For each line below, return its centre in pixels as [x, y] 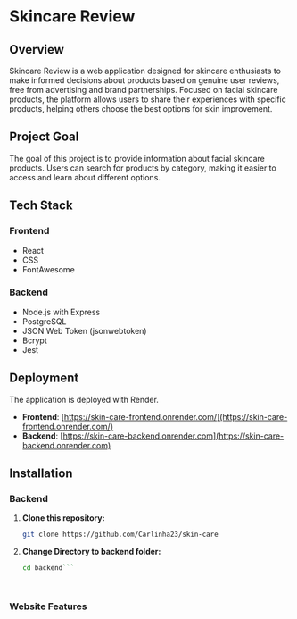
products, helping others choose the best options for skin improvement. [141, 109]
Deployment [44, 378]
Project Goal [44, 137]
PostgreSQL [44, 321]
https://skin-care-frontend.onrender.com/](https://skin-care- [176, 416]
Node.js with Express [61, 312]
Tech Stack [41, 206]
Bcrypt [34, 340]
